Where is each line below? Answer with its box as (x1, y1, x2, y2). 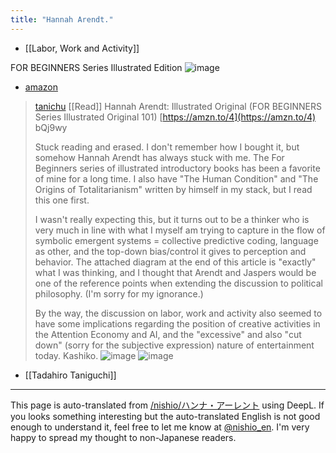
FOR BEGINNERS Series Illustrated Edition (10, 61, 183, 73)
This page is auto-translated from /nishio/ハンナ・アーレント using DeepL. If (10, 399, 325, 411)
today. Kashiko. (34, 349, 99, 361)
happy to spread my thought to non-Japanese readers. (10, 431, 237, 443)
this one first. (34, 194, 90, 206)
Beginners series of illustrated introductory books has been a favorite (34, 162, 321, 174)
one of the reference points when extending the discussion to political (34, 277, 323, 289)
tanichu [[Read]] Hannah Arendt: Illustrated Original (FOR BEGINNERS (34, 100, 322, 112)
